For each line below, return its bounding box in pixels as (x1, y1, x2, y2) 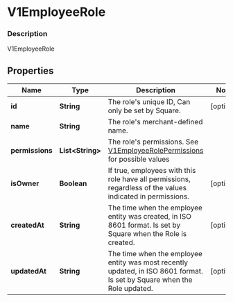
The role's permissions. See (107, 137, 199, 146)
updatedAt (10, 267, 47, 276)
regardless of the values (107, 183, 187, 193)
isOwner (10, 178, 40, 188)
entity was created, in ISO (107, 212, 192, 221)
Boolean (59, 178, 87, 188)
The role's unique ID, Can (107, 97, 191, 107)
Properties (7, 65, 54, 76)
